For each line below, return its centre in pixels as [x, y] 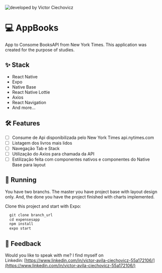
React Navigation [29, 102]
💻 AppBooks [32, 28]
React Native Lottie [31, 92]
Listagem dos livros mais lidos [42, 143]
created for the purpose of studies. [40, 50]
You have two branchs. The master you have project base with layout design [81, 192]
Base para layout [29, 165]
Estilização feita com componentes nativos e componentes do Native [81, 159]
